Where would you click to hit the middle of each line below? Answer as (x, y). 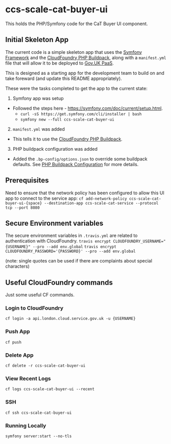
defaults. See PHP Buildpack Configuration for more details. (76, 164)
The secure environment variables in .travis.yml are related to (71, 236)
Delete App (20, 355)
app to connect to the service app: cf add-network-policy (66, 198)
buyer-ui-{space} (24, 203)
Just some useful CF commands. (40, 295)
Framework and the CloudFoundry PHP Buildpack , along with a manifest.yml (86, 57)
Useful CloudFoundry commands (59, 282)
